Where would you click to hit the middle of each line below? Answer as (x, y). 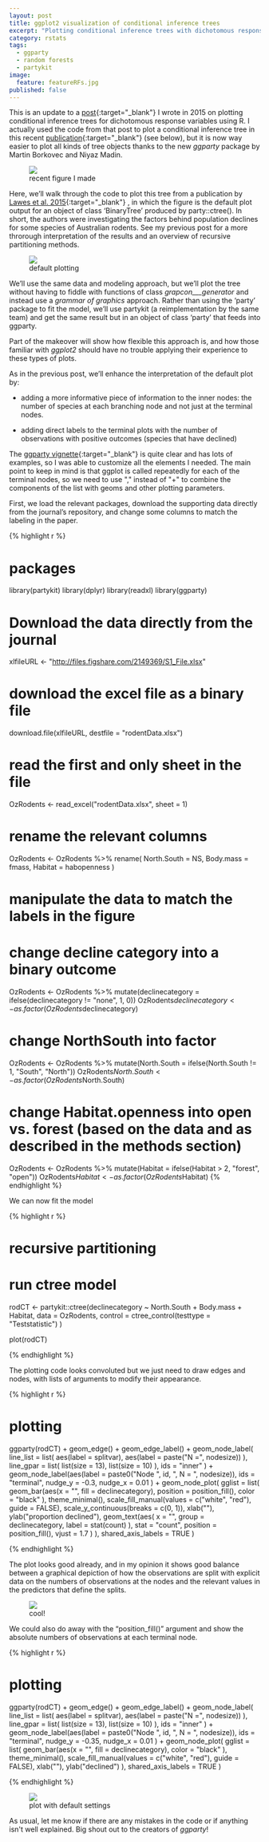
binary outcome (63, 970)
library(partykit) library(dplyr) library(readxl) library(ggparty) (108, 591)
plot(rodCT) (28, 1340)
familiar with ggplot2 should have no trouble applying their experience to (129, 350)
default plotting (54, 268)
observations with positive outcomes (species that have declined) (129, 439)
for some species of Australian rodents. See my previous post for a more (129, 227)
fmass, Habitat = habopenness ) (62, 868)
